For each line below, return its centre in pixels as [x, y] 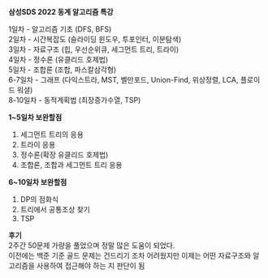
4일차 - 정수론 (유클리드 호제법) [58, 60]
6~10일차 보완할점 [38, 182]
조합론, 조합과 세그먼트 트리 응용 [71, 165]
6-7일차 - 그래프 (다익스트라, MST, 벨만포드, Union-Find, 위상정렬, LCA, [123, 80]
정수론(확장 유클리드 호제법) [64, 155]
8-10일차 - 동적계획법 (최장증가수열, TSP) [75, 100]
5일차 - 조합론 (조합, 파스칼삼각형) [63, 70]
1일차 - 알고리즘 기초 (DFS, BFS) [60, 29]
